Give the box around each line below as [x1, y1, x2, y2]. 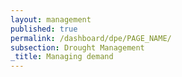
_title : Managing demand [10, 52, 114, 62]
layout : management [10, 14, 92, 25]
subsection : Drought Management [10, 42, 145, 53]
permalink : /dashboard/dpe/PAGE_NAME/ [10, 33, 172, 43]
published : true [10, 24, 78, 34]
